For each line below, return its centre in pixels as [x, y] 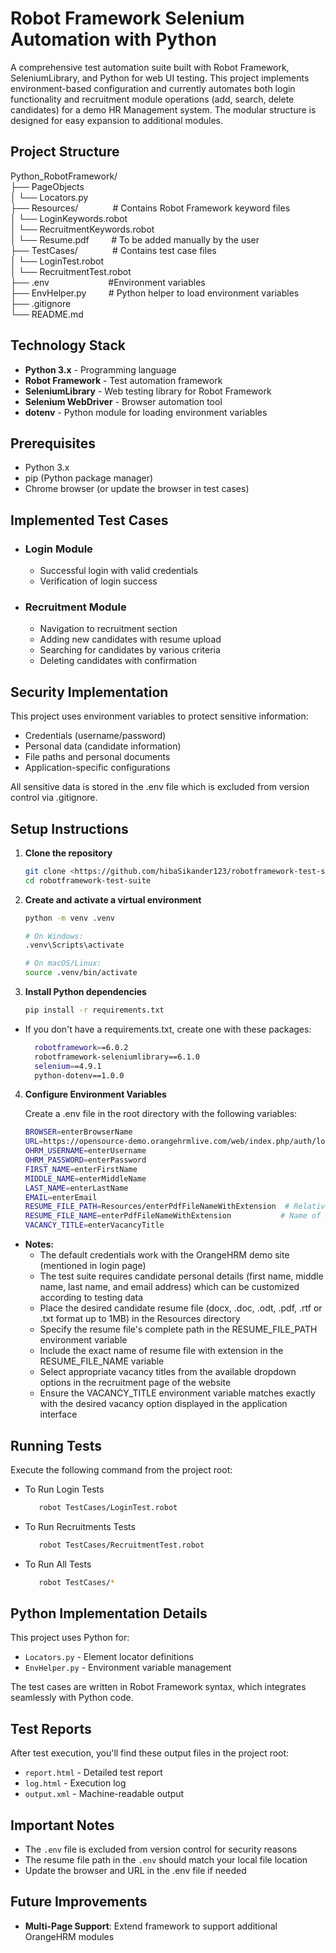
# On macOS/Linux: [63, 963]
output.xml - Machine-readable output [104, 1794]
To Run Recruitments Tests [80, 1526]
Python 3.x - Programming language [100, 369]
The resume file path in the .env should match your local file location [166, 1859]
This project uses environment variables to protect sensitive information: [159, 716]
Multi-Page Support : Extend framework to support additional [151, 1926]
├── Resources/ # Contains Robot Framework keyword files [150, 208]
